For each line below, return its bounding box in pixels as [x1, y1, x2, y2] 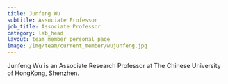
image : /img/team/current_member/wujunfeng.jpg [7, 42, 148, 49]
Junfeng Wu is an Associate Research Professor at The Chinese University [7, 62, 221, 69]
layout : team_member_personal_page [7, 36, 111, 43]
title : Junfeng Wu [7, 10, 60, 17]
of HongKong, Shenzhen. [7, 69, 80, 77]
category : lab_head [7, 29, 64, 37]
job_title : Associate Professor [7, 23, 101, 30]
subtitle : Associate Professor [7, 17, 98, 24]
